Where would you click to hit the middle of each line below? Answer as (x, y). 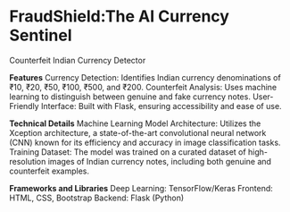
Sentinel (41, 35)
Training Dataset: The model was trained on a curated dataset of (128, 152)
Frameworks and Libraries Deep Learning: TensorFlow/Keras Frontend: (141, 188)
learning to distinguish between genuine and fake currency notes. (130, 97)
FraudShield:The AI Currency (120, 17)
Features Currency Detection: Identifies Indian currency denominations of (145, 77)
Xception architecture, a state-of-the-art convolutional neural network (138, 132)
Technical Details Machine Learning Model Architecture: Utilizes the (135, 123)
